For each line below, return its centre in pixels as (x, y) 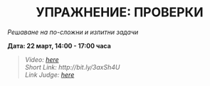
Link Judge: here (49, 75)
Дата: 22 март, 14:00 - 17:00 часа (59, 45)
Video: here (42, 59)
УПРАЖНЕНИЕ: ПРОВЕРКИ (120, 12)
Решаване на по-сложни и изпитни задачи (73, 32)
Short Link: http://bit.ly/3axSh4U (72, 67)
